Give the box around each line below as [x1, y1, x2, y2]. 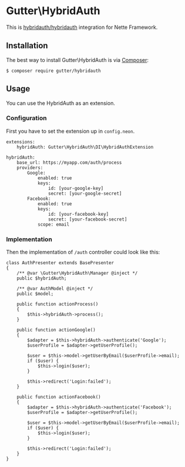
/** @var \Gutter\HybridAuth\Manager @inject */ [16, 270, 138, 277]
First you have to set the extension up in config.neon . [6, 127, 135, 134]
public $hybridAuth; [16, 275, 67, 281]
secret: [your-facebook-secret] [48, 216, 127, 222]
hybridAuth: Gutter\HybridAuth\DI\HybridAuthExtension [16, 144, 154, 150]
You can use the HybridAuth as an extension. [6, 99, 116, 107]
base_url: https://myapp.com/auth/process [16, 159, 122, 166]
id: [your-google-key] [48, 185, 104, 191]
